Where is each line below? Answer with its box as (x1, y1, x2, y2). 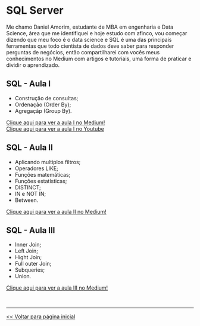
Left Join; (14, 247, 39, 254)
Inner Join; (14, 241, 42, 248)
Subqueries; (14, 266, 45, 273)
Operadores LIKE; (14, 165, 58, 172)
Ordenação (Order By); (14, 101, 71, 108)
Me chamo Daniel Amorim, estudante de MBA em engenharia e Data (6, 23, 174, 30)
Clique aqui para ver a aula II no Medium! (6, 208, 107, 215)
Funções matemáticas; (14, 171, 71, 178)
